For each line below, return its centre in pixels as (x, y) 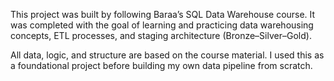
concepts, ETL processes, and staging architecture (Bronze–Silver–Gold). (161, 35)
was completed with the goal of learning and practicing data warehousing (162, 25)
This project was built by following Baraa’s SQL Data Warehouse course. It (163, 14)
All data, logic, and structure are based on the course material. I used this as (167, 55)
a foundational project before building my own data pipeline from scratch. (161, 65)
